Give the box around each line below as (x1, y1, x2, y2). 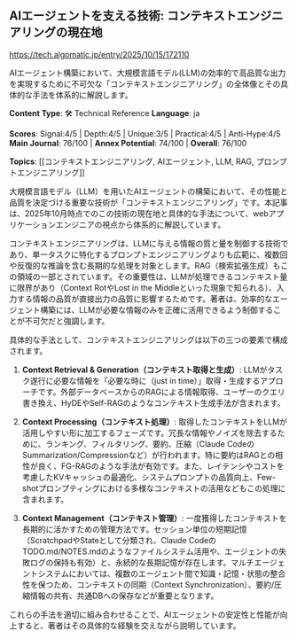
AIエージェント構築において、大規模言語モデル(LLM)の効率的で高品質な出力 (9, 67, 286, 78)
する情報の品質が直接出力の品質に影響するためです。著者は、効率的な (16, 293, 273, 304)
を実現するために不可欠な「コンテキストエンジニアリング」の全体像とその (9, 78, 281, 89)
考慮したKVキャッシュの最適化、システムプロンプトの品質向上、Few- (21, 471, 277, 482)
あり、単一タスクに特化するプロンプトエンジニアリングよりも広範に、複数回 (9, 249, 288, 260)
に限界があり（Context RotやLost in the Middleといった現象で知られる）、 (9, 282, 277, 292)
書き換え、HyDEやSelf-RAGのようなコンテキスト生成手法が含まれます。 (21, 397, 285, 408)
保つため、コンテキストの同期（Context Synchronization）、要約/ (37, 579, 275, 589)
